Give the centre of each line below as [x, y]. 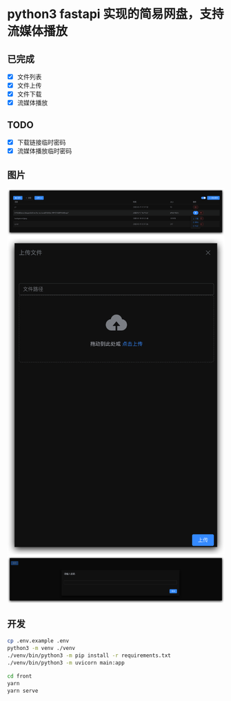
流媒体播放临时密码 [44, 151]
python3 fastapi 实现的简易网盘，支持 [115, 14]
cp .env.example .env [38, 641]
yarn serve [23, 691]
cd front [20, 676]
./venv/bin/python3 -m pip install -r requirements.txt [89, 656]
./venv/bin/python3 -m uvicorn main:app [66, 663]
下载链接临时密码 [41, 143]
